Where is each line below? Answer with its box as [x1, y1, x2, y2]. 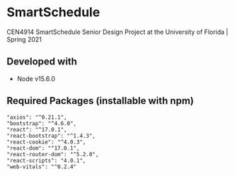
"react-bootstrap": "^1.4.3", [6, 132, 96, 139]
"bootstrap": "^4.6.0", [6, 119, 77, 127]
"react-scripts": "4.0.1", [6, 157, 86, 164]
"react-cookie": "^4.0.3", [6, 139, 86, 146]
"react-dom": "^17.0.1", [6, 144, 80, 152]
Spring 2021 [6, 35, 42, 43]
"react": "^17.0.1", [6, 126, 68, 133]
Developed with [6, 56, 77, 68]
